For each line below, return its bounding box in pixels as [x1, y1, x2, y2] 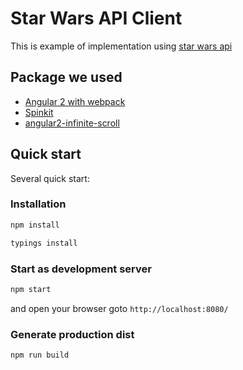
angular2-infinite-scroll [24, 117, 120, 129]
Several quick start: [10, 172, 90, 184]
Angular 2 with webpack [24, 95, 126, 107]
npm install [10, 220, 60, 230]
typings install [10, 238, 78, 248]
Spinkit [24, 106, 54, 118]
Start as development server [10, 262, 152, 276]
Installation [10, 197, 67, 211]
